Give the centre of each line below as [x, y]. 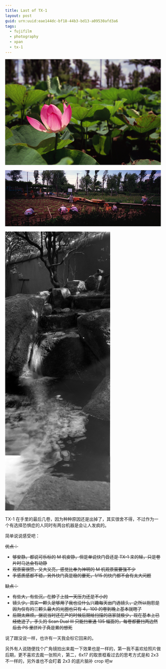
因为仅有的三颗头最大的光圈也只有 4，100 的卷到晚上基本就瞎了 [77, 609]
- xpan [16, 42]
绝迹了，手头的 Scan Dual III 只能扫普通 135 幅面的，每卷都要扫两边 [85, 621]
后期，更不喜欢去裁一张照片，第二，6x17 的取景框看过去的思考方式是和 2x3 [82, 655]
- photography [24, 37]
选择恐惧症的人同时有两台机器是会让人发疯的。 [61, 525]
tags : [11, 26]
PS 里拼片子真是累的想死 [47, 628]
